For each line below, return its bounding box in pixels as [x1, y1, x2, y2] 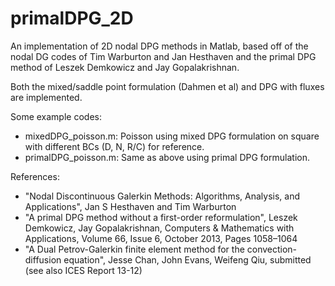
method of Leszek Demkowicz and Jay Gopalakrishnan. [10, 61, 240, 73]
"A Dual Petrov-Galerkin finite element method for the [24, 243, 245, 255]
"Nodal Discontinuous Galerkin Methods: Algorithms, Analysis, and [24, 190, 300, 202]
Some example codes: [10, 110, 102, 122]
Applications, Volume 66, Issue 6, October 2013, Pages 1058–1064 [24, 232, 298, 244]
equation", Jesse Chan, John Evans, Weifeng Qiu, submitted [63, 253, 312, 266]
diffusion [24, 253, 62, 266]
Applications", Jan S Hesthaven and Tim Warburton [24, 200, 237, 212]
